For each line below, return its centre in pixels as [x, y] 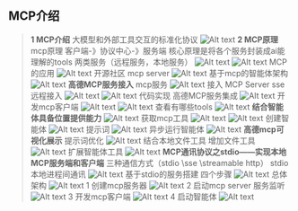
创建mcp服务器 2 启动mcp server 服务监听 [188, 185]
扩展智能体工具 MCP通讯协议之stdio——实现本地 [177, 152]
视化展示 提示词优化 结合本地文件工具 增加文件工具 [143, 140]
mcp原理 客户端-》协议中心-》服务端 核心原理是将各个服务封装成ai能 [158, 50]
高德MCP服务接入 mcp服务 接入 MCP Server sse [176, 84]
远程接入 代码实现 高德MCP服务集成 [134, 95]
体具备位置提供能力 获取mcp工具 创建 [156, 118]
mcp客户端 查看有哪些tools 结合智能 [161, 107]
